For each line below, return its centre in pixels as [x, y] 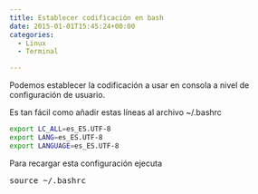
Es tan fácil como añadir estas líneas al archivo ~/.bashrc [115, 112]
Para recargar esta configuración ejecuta [86, 163]
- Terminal [38, 52]
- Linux [32, 43]
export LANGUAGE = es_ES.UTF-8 [64, 146]
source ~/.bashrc [48, 180]
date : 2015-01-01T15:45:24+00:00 [72, 26]
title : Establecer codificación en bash [87, 18]
